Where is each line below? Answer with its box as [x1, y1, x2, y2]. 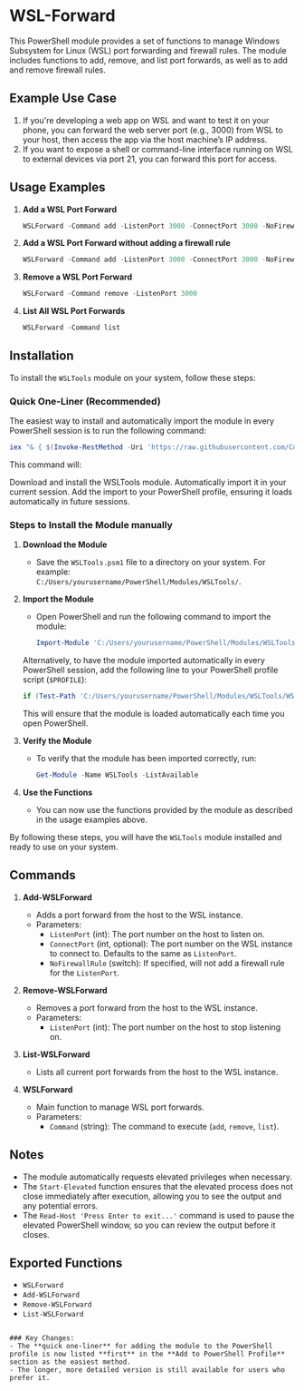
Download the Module [22, 539, 108, 550]
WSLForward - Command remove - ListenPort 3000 [22, 289, 197, 299]
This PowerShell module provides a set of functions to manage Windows [9, 35, 280, 46]
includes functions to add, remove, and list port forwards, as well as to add [9, 54, 288, 65]
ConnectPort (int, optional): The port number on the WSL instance [49, 938, 293, 949]
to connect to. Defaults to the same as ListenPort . [49, 947, 237, 958]
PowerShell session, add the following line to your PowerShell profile [22, 664, 279, 676]
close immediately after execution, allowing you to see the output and [22, 1190, 282, 1201]
